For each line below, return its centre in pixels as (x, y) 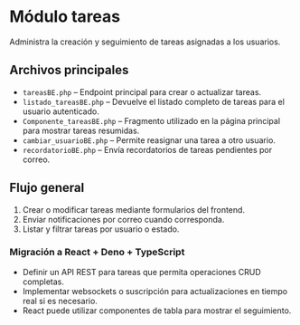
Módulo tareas (65, 17)
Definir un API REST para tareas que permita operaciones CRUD (142, 272)
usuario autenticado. (61, 111)
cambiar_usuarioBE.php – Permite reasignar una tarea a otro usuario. (149, 140)
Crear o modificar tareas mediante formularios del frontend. (134, 209)
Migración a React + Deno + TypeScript (97, 253)
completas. (43, 282)
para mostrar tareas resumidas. (81, 130)
